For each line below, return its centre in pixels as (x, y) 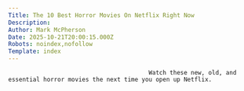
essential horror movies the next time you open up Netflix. (110, 79)
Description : (29, 23)
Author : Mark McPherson (47, 30)
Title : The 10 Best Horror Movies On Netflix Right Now (101, 15)
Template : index (35, 51)
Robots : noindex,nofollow (50, 44)
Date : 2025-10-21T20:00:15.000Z (61, 37)
